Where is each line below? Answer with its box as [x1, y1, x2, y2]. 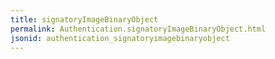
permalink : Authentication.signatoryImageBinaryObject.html [10, 24, 267, 34]
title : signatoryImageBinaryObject [10, 14, 159, 25]
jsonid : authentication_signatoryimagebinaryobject [10, 33, 230, 43]
